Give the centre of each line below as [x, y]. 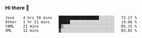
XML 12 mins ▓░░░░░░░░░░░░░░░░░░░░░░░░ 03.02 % [71, 31]
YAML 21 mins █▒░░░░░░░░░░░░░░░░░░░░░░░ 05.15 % [71, 26]
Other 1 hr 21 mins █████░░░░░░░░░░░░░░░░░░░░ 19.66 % [71, 22]
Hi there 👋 [17, 8]
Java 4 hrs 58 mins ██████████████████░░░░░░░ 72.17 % [71, 18]
